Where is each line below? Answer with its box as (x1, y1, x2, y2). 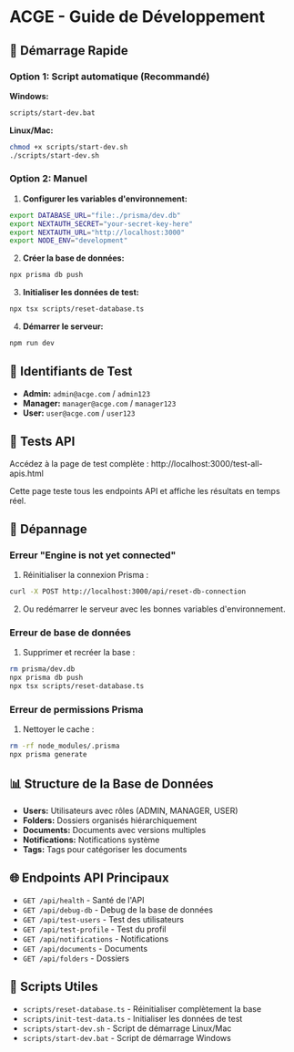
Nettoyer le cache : (22, 724, 95, 735)
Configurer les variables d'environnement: (22, 193, 188, 204)
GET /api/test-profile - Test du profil (22, 923, 167, 934)
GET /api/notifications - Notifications (22, 933, 169, 944)
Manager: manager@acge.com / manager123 (22, 397, 177, 408)
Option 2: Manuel (9, 172, 88, 185)
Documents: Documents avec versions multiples (22, 824, 207, 835)
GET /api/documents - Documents (22, 943, 148, 954)
